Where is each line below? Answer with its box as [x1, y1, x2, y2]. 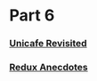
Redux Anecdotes [9, 61, 89, 74]
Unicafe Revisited [9, 37, 87, 50]
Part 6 [9, 5, 55, 26]
